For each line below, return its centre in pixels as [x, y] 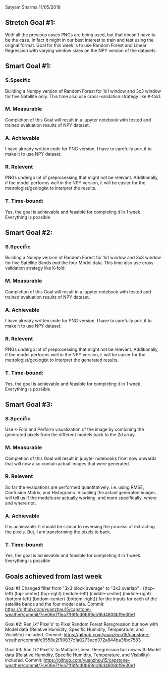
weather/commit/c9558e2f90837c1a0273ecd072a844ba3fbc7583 [73, 640]
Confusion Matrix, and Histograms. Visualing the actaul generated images [81, 492]
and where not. [21, 503]
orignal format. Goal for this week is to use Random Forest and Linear [76, 45]
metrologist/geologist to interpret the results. [51, 188]
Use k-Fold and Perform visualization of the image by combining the [75, 429]
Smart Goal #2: [29, 233]
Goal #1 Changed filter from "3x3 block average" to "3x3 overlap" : [73, 588]
